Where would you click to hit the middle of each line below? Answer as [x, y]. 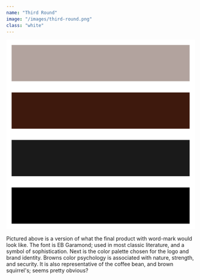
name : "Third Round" [32, 13]
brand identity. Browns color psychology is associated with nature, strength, [100, 257]
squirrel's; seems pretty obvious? [47, 270]
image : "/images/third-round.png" [49, 19]
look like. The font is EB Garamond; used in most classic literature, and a [95, 245]
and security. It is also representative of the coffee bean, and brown [90, 264]
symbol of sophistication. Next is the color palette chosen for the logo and [98, 251]
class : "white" [25, 25]
